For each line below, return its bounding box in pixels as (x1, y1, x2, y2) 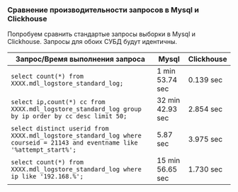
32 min (157, 96, 181, 106)
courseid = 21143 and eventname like (11, 139, 138, 147)
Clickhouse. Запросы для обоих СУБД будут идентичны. (7, 38, 178, 46)
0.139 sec (188, 75, 223, 85)
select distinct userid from (11, 125, 109, 132)
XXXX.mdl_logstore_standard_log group (11, 105, 142, 113)
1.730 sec (188, 164, 223, 174)
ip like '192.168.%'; (11, 172, 84, 181)
